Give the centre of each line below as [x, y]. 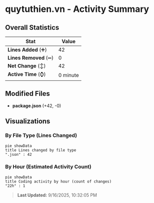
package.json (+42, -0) [37, 106]
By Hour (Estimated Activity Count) [48, 167]
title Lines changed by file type [41, 150]
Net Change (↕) [27, 66]
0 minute [69, 75]
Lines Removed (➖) [30, 58]
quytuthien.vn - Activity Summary [77, 9]
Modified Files [28, 94]
